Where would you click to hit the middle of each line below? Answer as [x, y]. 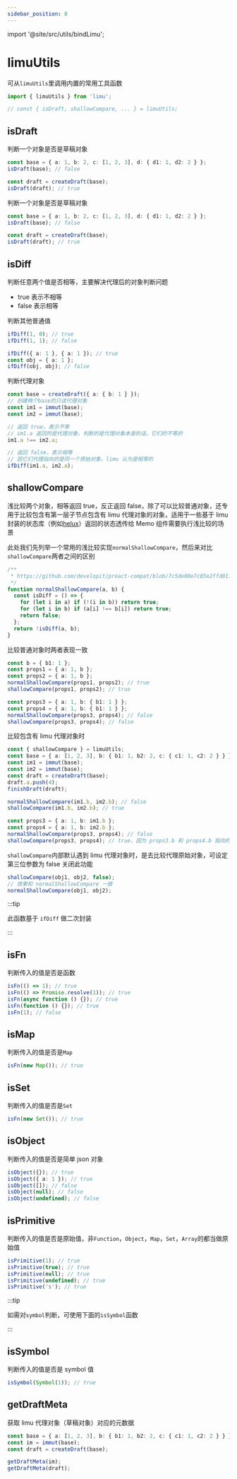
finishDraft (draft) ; [38, 789]
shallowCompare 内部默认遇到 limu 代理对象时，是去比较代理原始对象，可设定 [117, 855]
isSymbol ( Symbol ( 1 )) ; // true [52, 1383]
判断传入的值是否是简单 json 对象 [55, 1159]
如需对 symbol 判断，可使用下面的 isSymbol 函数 [73, 1315]
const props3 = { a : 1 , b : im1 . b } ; [61, 821]
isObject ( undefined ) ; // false [53, 1198]
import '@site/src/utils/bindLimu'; [56, 34]
